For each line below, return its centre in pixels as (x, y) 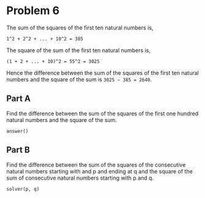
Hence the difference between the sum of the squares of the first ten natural (102, 73)
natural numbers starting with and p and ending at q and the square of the (99, 171)
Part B (18, 150)
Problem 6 (33, 11)
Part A (18, 99)
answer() (17, 131)
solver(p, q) (23, 189)
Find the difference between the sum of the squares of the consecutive (96, 165)
